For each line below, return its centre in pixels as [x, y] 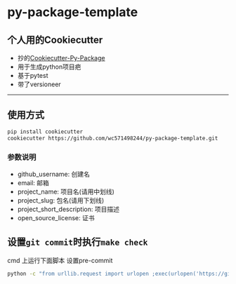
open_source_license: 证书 [56, 217]
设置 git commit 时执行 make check [78, 242]
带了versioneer [39, 84]
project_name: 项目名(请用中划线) [66, 191]
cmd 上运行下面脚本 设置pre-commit [60, 260]
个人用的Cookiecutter [55, 40]
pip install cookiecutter [45, 131]
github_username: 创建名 [53, 174]
